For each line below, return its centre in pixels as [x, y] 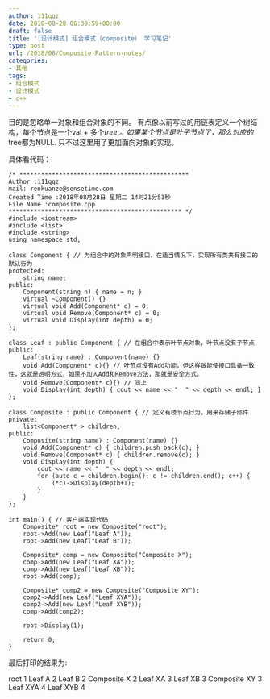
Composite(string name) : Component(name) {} [101, 441]
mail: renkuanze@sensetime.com [61, 189]
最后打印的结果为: [38, 663]
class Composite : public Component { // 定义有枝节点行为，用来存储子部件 [129, 413]
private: [23, 420]
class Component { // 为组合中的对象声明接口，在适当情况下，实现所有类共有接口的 [133, 256]
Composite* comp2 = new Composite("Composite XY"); [111, 591]
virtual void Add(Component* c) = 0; [86, 306]
